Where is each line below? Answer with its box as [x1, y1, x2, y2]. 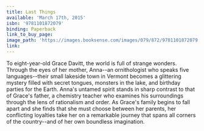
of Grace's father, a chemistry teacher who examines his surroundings [6, 92, 184, 99]
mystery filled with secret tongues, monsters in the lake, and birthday [6, 79, 181, 86]
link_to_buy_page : [6, 32, 53, 38]
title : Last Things [6, 9, 56, 15]
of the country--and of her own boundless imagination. [6, 118, 145, 125]
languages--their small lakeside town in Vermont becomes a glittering [6, 73, 182, 80]
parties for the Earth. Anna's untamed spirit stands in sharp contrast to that [6, 85, 195, 93]
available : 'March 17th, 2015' [6, 15, 86, 21]
